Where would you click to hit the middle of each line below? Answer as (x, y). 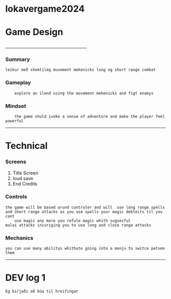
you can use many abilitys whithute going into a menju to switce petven (85, 249)
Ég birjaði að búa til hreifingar (42, 291)
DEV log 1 (25, 278)
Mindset (16, 106)
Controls (16, 197)
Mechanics (19, 238)
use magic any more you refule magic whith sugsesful (73, 221)
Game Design (34, 32)
